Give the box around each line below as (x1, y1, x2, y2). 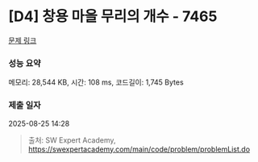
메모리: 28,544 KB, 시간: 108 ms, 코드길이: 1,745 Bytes (8, 77, 184, 87)
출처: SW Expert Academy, (27, 135, 116, 145)
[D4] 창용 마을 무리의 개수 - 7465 (8, 7, 218, 26)
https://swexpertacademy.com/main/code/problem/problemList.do (27, 144, 251, 154)
